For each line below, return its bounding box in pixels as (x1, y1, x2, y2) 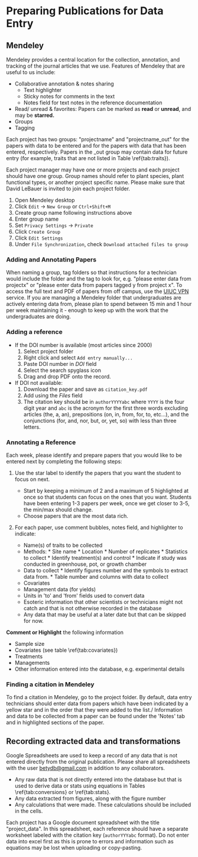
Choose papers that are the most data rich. (23, 512, 129, 520)
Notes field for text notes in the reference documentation (23, 99, 163, 106)
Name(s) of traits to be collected (23, 541, 103, 549)
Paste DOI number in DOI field (23, 360, 97, 367)
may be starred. (14, 111, 55, 119)
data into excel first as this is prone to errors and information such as (6, 838, 174, 845)
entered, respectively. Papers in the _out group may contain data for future (6, 148, 188, 155)
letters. (23, 423, 41, 431)
